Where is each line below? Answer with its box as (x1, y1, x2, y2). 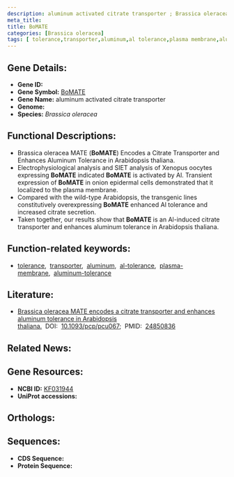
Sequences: (7, 436, 61, 448)
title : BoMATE (7, 23, 49, 30)
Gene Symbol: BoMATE (17, 88, 86, 96)
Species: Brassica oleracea (17, 109, 97, 118)
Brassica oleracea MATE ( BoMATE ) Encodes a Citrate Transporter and (17, 148, 219, 157)
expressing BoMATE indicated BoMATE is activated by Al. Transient (17, 171, 212, 179)
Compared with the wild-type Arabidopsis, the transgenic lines (17, 193, 197, 201)
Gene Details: (7, 62, 68, 74)
